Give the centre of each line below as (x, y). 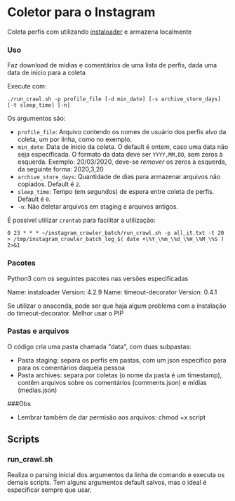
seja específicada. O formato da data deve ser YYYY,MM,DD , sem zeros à (120, 155)
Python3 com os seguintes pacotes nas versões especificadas (98, 278)
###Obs (19, 403)
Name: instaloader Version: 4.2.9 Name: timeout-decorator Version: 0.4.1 (112, 292)
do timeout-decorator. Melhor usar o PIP (66, 313)
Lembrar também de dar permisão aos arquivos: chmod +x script (111, 417)
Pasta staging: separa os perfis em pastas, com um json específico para (122, 360)
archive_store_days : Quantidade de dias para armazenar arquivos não (119, 177)
